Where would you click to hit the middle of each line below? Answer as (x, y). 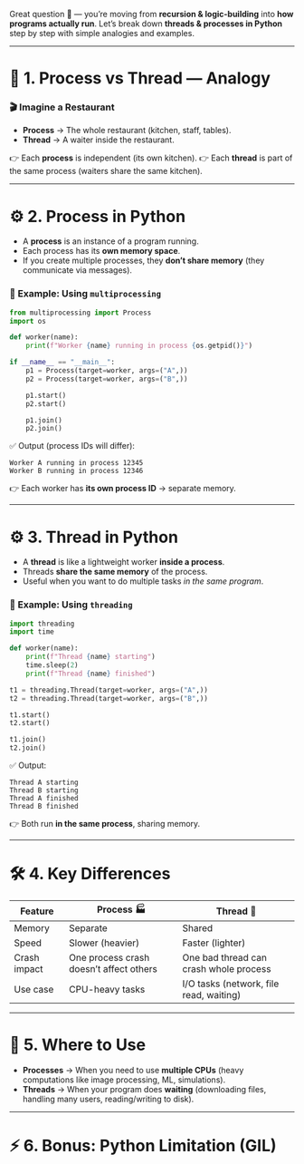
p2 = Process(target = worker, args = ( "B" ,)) (107, 379)
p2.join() (44, 429)
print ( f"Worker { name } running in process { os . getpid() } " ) (139, 346)
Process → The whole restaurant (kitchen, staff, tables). (127, 131)
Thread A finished (44, 799)
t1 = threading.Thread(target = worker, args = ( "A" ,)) (109, 690)
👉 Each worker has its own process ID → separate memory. (123, 489)
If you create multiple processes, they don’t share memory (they (143, 261)
